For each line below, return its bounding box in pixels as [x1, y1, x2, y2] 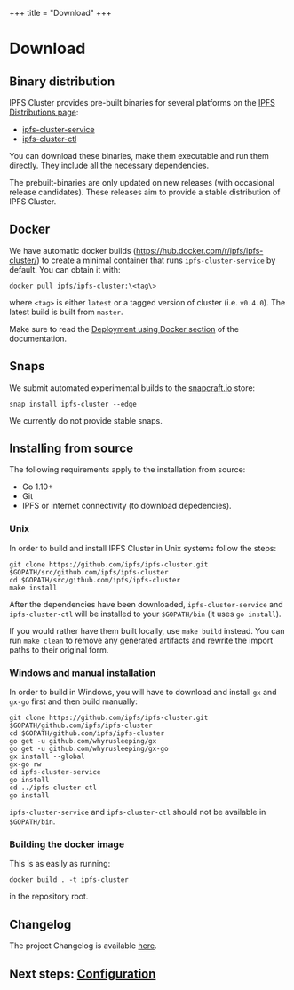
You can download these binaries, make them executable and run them [9, 151, 269, 161]
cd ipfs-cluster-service [9, 768, 101, 777]
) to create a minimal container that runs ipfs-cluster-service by [36, 255, 276, 265]
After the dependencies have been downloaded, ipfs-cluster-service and [9, 598, 283, 609]
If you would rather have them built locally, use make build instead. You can [9, 625, 286, 636]
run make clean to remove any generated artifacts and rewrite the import [9, 635, 274, 645]
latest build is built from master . [9, 306, 123, 317]
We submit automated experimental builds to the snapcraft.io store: [9, 382, 256, 393]
